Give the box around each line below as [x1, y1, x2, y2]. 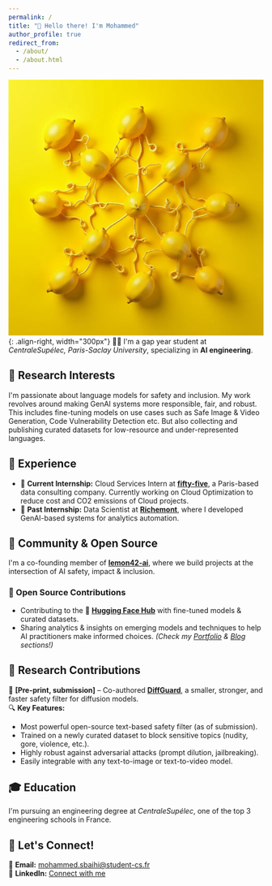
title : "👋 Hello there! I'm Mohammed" [8, 21, 139, 30]
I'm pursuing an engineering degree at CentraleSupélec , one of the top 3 [8, 806, 251, 816]
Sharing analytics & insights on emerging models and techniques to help [19, 622, 261, 633]
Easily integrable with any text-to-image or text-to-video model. [19, 756, 233, 766]
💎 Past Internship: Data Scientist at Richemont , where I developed [19, 504, 244, 514]
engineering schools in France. [8, 815, 112, 824]
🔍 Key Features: [8, 702, 66, 712]
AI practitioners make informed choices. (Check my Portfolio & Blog [19, 631, 246, 641]
